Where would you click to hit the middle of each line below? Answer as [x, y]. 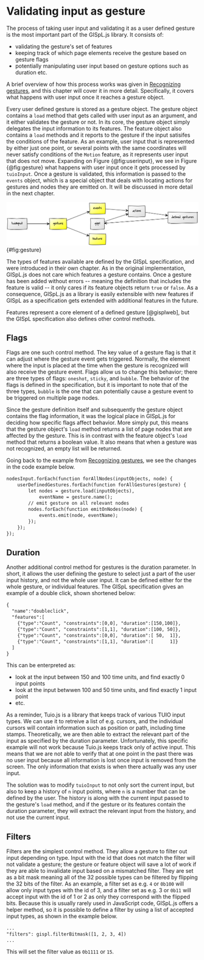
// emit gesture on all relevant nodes [79, 503]
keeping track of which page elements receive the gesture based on [101, 52]
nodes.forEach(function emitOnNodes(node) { [86, 510]
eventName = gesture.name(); [76, 497]
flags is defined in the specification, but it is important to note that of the [97, 385]
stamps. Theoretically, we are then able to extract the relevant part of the [98, 734]
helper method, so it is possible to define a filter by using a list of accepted [100, 910]
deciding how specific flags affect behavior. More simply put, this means [97, 423]
